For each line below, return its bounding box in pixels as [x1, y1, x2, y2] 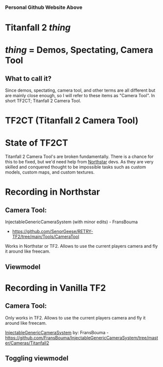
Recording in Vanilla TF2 [5, 282, 106, 293]
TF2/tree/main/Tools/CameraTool [12, 234, 79, 239]
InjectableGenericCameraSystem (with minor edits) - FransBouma [5, 219, 138, 225]
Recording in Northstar [5, 186, 100, 198]
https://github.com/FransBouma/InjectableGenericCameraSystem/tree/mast [5, 335, 158, 341]
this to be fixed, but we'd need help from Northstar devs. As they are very [5, 159, 154, 165]
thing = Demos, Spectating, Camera [5, 45, 153, 55]
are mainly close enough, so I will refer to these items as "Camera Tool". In [5, 93, 155, 99]
